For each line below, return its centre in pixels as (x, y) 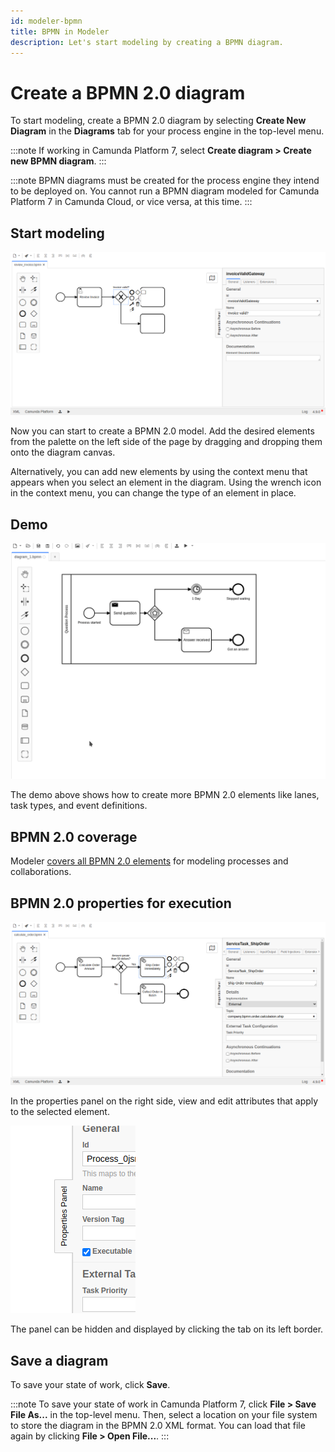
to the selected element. (60, 1112)
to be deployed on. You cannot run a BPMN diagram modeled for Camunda (165, 191)
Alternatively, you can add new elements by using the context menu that (159, 472)
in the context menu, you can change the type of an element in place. (153, 493)
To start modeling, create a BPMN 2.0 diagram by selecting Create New (158, 121)
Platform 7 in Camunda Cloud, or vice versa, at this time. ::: (131, 202)
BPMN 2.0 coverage (74, 836)
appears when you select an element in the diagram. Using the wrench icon (166, 482)
